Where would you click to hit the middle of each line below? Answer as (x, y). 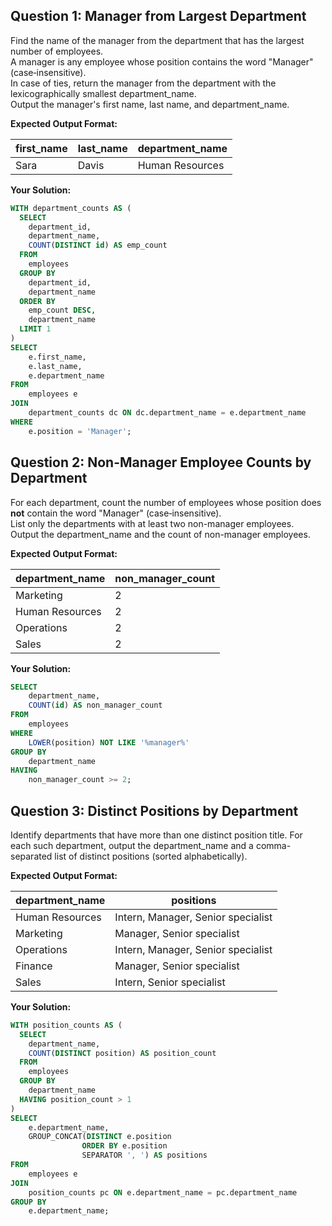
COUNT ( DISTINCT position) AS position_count (122, 1053)
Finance (34, 966)
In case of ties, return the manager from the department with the (143, 83)
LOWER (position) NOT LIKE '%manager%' (109, 742)
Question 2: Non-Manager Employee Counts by (161, 462)
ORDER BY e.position (124, 1146)
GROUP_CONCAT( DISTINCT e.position (100, 1137)
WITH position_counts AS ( (66, 1025)
